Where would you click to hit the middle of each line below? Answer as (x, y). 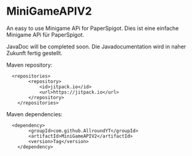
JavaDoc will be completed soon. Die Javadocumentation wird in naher (96, 46)
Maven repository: (29, 65)
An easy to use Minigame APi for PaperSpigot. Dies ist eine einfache (93, 28)
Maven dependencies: (34, 114)
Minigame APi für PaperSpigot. (45, 34)
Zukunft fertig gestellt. (34, 53)
